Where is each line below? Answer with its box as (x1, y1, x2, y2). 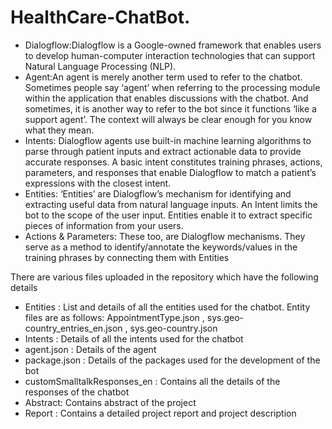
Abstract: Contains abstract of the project (24, 396, 197, 408)
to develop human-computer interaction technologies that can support (24, 49, 316, 61)
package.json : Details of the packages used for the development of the (24, 354, 321, 366)
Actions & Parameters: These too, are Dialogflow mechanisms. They (24, 230, 306, 242)
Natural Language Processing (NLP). (24, 60, 177, 72)
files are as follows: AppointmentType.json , (24, 311, 205, 323)
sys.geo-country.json (129, 322, 218, 334)
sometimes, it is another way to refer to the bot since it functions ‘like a (24, 102, 317, 115)
